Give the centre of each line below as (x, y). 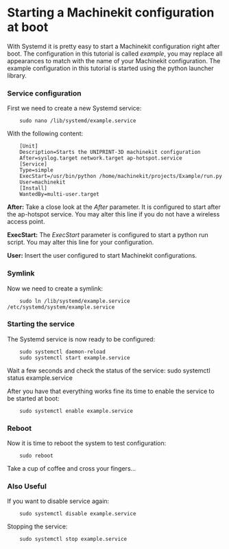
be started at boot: (33, 398)
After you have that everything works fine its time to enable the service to (111, 391)
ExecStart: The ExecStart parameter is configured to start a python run (108, 235)
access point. (26, 222)
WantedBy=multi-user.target (59, 194)
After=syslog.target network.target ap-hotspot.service (101, 158)
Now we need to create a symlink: (55, 288)
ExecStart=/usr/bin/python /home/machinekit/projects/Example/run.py (121, 177)
